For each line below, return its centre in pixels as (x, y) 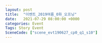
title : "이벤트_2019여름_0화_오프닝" (41, 14)
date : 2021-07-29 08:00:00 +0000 (42, 19)
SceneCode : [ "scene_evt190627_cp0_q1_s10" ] (52, 33)
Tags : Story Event (24, 28)
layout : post (19, 10)
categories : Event (24, 23)
